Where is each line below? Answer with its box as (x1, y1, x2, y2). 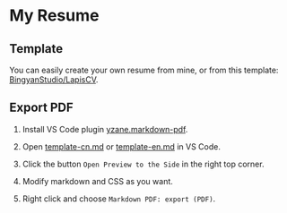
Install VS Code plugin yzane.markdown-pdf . (22, 124, 188, 134)
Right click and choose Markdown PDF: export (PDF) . (22, 193, 216, 204)
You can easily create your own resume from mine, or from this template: (9, 64, 279, 75)
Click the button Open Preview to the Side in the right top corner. (22, 158, 265, 169)
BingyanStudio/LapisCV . (9, 74, 99, 85)
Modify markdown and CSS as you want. (22, 175, 173, 186)
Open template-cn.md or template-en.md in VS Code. (22, 141, 222, 152)
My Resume (9, 5, 100, 26)
